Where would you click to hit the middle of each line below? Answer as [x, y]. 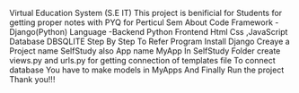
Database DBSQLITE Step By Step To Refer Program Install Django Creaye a [149, 41]
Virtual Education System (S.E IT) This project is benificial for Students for [146, 13]
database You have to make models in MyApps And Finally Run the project [147, 70]
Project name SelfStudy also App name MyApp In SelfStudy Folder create [145, 51]
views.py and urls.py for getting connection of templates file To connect [142, 60]
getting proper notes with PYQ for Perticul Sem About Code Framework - [144, 22]
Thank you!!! [32, 79]
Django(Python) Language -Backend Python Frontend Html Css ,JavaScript [149, 32]
